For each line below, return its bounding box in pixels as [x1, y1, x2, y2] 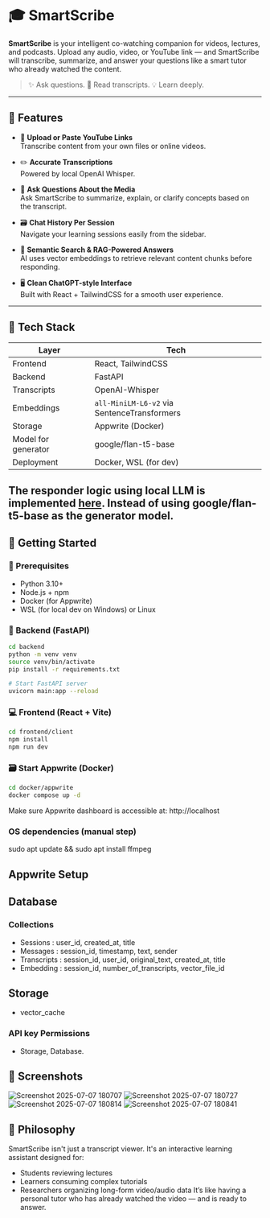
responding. [19, 262, 60, 271]
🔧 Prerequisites [8, 560, 70, 572]
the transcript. [19, 201, 67, 211]
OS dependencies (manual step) [8, 826, 137, 837]
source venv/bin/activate [8, 658, 95, 666]
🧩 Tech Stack [8, 320, 76, 334]
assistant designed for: [8, 1153, 84, 1162]
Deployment [12, 456, 59, 468]
